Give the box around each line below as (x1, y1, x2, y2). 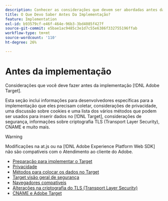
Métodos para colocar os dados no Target (12, 168, 99, 175)
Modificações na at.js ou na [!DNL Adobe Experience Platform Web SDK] (5, 143, 155, 149)
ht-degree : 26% (5, 40, 37, 45)
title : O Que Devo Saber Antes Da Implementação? (5, 12, 111, 17)
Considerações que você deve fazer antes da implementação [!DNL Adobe (5, 82, 160, 88)
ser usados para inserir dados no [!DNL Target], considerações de (5, 113, 141, 119)
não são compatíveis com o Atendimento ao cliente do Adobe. (5, 148, 133, 154)
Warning (5, 133, 22, 139)
